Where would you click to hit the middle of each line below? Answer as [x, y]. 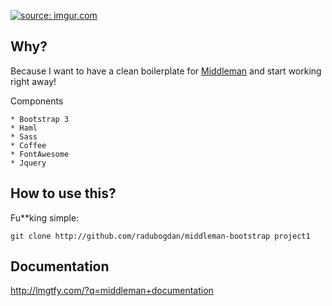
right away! [33, 81]
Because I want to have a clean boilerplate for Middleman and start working [166, 71]
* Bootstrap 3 [40, 119]
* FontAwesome [40, 154]
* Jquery [28, 163]
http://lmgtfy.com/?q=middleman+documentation [112, 291]
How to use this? [63, 193]
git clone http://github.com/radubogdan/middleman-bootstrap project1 [160, 236]
